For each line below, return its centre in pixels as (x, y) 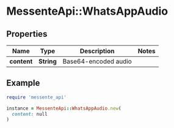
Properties (27, 34)
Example (23, 83)
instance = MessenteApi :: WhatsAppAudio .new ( (64, 108)
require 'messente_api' (37, 97)
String (48, 61)
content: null (30, 114)
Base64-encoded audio (97, 61)
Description (97, 51)
